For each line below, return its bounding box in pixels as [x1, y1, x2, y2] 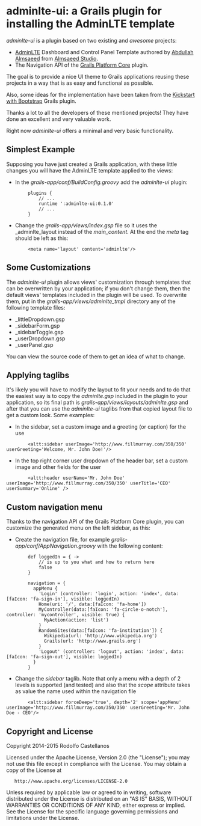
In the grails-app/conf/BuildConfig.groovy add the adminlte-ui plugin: [14, 179, 188, 186]
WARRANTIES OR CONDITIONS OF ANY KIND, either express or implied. [6, 801, 185, 809]
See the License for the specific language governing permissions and [6, 808, 179, 815]
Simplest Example [6, 144, 75, 154]
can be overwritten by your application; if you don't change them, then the [6, 284, 191, 292]
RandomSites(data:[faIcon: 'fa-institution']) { [38, 628, 163, 634]
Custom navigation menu [6, 502, 103, 512]
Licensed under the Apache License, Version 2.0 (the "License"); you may [6, 754, 190, 761]
